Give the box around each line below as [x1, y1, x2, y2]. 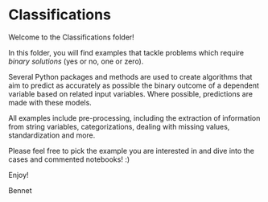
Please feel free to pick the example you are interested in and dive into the [8, 146, 255, 155]
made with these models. [8, 97, 93, 107]
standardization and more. [8, 130, 96, 140]
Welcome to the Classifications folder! [8, 32, 134, 42]
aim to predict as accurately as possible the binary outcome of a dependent [8, 80, 260, 90]
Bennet [8, 185, 32, 195]
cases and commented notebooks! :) [8, 155, 130, 164]
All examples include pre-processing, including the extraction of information [8, 113, 261, 122]
